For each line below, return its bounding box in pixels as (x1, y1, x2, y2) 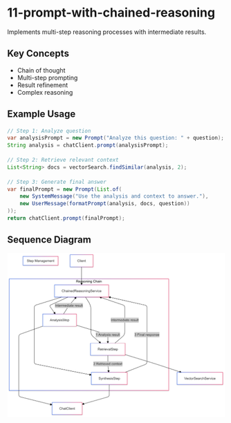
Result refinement (17, 81, 68, 89)
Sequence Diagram (7, 234, 91, 246)
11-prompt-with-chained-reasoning (7, 5, 216, 21)
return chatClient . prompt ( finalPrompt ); (7, 215, 126, 222)
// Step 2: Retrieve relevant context (7, 157, 119, 164)
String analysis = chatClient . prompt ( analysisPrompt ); (7, 142, 169, 149)
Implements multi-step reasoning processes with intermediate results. (7, 28, 207, 36)
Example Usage (7, 109, 76, 120)
